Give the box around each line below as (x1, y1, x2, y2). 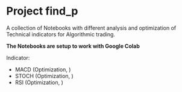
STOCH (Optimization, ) (14, 72, 74, 79)
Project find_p (6, 4, 78, 18)
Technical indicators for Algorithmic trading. (6, 30, 116, 38)
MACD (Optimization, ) (14, 65, 71, 73)
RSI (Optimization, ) (14, 79, 63, 86)
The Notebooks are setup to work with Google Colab (6, 42, 140, 50)
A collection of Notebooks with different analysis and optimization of (6, 24, 177, 31)
